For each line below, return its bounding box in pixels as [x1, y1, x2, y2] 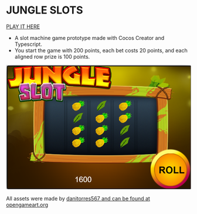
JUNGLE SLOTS [6, 4, 83, 17]
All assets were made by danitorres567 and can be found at [6, 195, 151, 202]
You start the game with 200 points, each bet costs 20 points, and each [14, 46, 188, 53]
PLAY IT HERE [6, 23, 40, 30]
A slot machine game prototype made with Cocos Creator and [14, 34, 165, 41]
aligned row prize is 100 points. [14, 53, 90, 60]
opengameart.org [6, 201, 49, 209]
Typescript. [14, 41, 42, 48]
